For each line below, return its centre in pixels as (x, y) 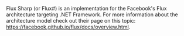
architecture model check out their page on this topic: (71, 21)
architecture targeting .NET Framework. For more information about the (92, 15)
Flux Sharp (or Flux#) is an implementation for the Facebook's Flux (86, 8)
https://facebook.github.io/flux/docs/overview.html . (68, 27)
